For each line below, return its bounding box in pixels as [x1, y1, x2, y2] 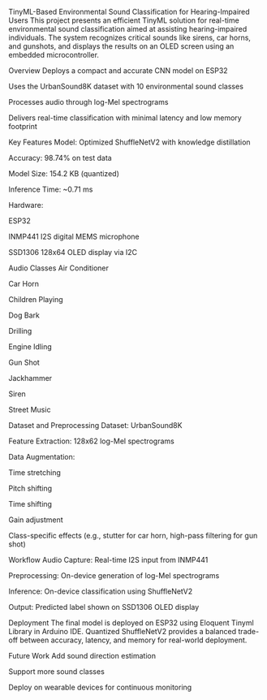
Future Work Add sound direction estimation [8, 651, 157, 660]
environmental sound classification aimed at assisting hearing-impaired [8, 24, 248, 33]
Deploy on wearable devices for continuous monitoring [8, 682, 192, 692]
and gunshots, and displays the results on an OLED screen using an [8, 41, 235, 51]
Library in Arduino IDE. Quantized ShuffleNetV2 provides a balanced [8, 627, 237, 636]
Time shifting [8, 499, 53, 508]
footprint [8, 122, 38, 131]
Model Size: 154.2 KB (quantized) [8, 169, 119, 178]
